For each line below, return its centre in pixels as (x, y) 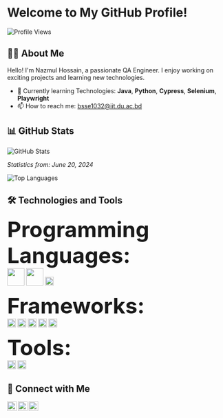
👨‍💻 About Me (36, 53)
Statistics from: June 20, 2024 (50, 164)
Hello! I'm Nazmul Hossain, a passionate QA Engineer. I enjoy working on (110, 70)
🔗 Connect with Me (49, 389)
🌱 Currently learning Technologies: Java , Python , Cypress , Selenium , (117, 90)
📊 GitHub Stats (41, 131)
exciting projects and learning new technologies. (76, 77)
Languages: (69, 256)
